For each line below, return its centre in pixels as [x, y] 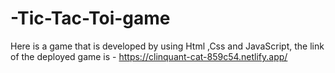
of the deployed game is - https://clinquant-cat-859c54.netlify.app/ [149, 56]
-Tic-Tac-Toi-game [90, 18]
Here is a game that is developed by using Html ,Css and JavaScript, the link [167, 46]
